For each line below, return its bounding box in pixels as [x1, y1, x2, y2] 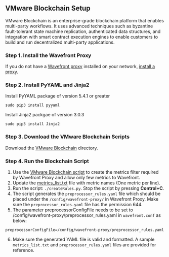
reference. [12, 247, 34, 253]
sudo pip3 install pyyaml [5, 103, 60, 108]
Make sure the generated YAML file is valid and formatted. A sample [12, 236, 155, 242]
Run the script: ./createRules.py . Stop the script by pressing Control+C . [12, 185, 164, 191]
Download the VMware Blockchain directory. [5, 145, 98, 151]
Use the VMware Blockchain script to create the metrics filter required [12, 169, 159, 175]
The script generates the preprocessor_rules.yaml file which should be [12, 190, 161, 197]
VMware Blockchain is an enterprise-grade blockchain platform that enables [5, 17, 164, 23]
